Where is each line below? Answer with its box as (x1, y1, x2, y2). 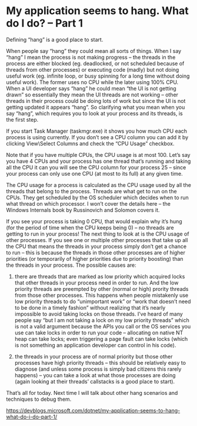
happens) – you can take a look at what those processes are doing (14, 371, 176, 378)
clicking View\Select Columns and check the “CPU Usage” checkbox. (6, 140, 175, 147)
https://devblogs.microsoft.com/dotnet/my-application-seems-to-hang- (6, 407, 181, 414)
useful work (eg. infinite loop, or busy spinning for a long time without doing (6, 72, 190, 79)
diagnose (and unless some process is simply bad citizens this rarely (14, 365, 182, 373)
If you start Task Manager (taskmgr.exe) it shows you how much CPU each (6, 128, 187, 135)
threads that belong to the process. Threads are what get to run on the (6, 187, 178, 194)
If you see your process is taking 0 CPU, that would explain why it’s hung (6, 217, 182, 224)
